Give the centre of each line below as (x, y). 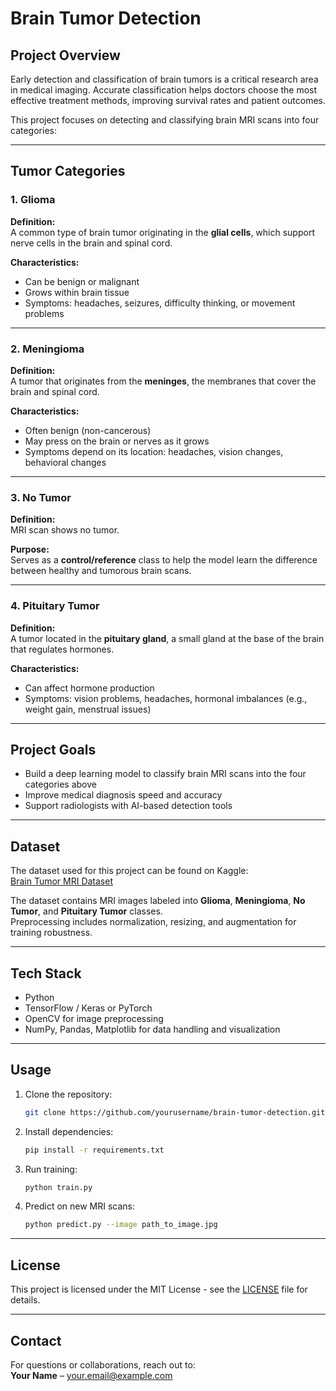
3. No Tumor (41, 497)
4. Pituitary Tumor (55, 606)
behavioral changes (65, 462)
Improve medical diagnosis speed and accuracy (123, 795)
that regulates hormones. (62, 649)
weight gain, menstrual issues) (88, 709)
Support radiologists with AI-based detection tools (128, 806)
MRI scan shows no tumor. (65, 530)
